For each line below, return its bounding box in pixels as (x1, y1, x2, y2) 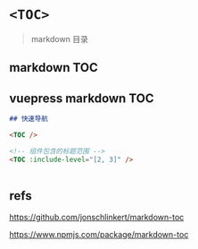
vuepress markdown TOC (9, 90, 154, 106)
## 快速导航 (9, 115, 49, 124)
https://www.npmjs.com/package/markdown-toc (9, 229, 189, 240)
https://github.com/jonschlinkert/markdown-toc (9, 212, 185, 223)
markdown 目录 (30, 33, 89, 44)
